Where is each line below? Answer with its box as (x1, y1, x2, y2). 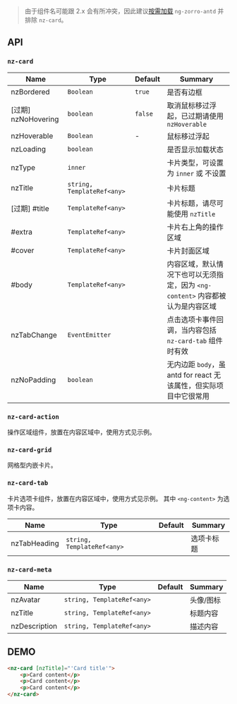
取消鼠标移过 (166, 100, 210, 110)
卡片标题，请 (166, 198, 210, 208)
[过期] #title (11, 204, 49, 214)
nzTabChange (11, 330, 58, 340)
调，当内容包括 (166, 325, 217, 335)
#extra (11, 227, 33, 237)
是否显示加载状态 (166, 144, 224, 154)
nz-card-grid (7, 445, 52, 454)
